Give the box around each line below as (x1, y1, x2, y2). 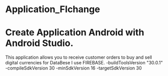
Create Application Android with (5, 27, 145, 39)
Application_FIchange (5, 4, 100, 15)
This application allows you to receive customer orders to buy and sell (5, 54, 152, 60)
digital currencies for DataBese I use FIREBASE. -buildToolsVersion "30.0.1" (5, 60, 163, 66)
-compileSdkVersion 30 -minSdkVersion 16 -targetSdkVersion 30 (5, 65, 142, 71)
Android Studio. (5, 37, 74, 49)
